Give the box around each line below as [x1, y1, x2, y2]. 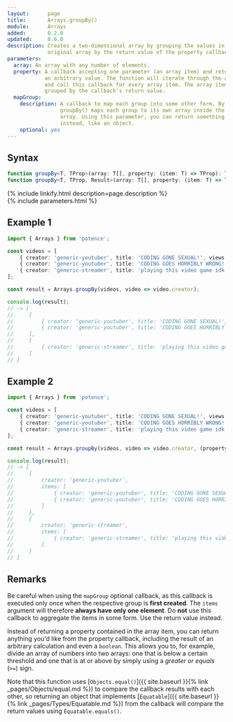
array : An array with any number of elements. [13, 62, 150, 69]
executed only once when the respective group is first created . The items [7, 599, 218, 608]
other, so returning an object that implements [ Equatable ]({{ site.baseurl [7, 692, 213, 700]
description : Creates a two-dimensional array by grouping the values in [7, 42, 225, 49]
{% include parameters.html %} [7, 196, 98, 205]
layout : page [7, 10, 60, 17]
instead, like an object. [60, 119, 135, 127]
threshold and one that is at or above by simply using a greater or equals [7, 657, 215, 665]
